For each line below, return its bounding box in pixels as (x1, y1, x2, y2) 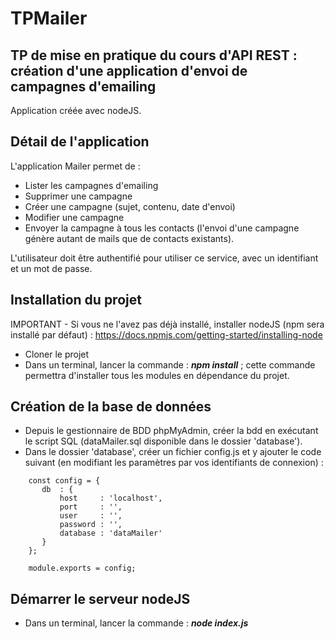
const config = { (28, 476, 101, 486)
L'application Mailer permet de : (10, 160, 141, 172)
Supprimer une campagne (24, 190, 133, 202)
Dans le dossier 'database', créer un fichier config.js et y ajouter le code (24, 446, 322, 458)
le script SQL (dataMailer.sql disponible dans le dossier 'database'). (24, 435, 303, 447)
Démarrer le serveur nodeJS (10, 590, 191, 607)
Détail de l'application (10, 133, 150, 151)
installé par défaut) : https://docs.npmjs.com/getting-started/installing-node (10, 328, 323, 341)
